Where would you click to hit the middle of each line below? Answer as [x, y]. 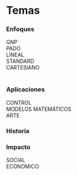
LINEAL [15, 55]
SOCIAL [16, 160]
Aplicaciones [25, 89]
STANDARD [20, 61]
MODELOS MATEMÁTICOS [39, 109]
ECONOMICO [23, 166]
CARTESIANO [23, 68]
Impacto [18, 147]
